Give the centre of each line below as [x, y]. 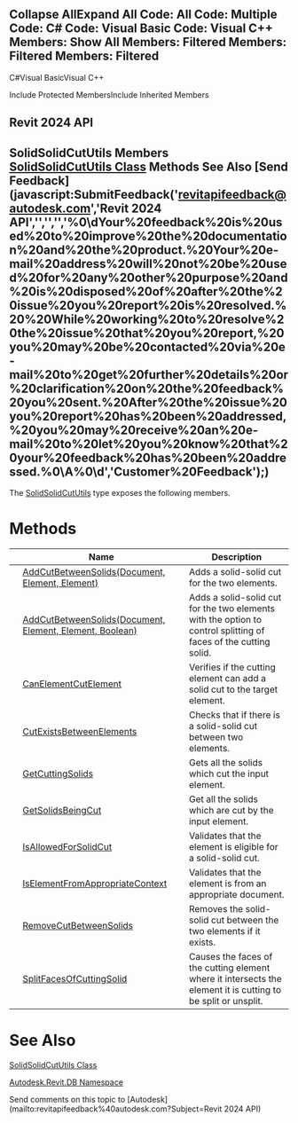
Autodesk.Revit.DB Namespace [67, 1082]
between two [216, 737]
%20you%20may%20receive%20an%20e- [134, 430]
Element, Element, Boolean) [80, 631]
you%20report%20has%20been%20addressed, [148, 416]
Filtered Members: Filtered [84, 56]
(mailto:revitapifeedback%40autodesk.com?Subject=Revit [116, 1109]
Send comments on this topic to [67, 1099]
